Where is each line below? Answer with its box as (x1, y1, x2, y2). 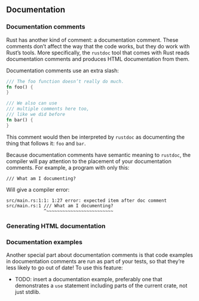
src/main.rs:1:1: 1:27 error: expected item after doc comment (6, 197, 167, 204)
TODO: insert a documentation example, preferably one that (14, 275, 163, 282)
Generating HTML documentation (6, 222, 106, 230)
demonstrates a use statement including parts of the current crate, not (14, 282, 188, 289)
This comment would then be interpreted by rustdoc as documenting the (6, 133, 185, 140)
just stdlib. (14, 288, 41, 295)
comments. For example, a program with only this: (6, 164, 130, 171)
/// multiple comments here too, (6, 106, 90, 112)
